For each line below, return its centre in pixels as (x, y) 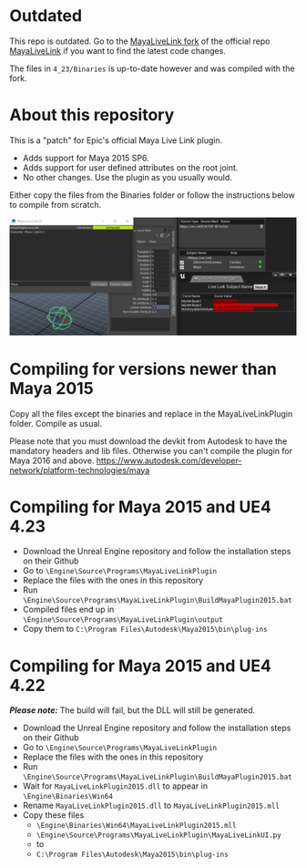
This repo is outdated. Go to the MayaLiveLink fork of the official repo (140, 41)
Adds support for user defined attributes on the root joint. (130, 167)
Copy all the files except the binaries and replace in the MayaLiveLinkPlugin (151, 413)
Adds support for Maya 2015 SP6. (86, 158)
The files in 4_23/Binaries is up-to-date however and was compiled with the (152, 68)
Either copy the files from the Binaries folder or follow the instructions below (153, 195)
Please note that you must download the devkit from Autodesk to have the (148, 441)
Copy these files (53, 815)
